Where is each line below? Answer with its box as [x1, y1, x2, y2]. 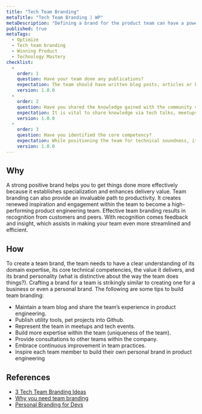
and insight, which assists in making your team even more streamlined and [6, 220, 191, 227]
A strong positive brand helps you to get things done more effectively [6, 181, 179, 189]
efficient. [6, 227, 28, 234]
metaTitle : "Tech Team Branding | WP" [6, 14, 103, 20]
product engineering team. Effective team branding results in [35, 207, 186, 215]
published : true [6, 25, 47, 32]
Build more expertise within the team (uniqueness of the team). [14, 329, 171, 336]
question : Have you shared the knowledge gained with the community [17, 104, 192, 110]
